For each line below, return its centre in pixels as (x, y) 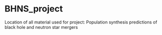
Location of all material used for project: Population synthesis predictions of (81, 22)
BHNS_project (34, 9)
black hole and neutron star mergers (41, 27)
